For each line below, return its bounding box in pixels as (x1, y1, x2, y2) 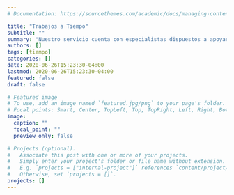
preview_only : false (13, 132, 73, 139)
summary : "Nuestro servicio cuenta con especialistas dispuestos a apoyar (7, 36, 229, 42)
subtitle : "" (7, 29, 45, 36)
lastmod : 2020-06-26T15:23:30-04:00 (7, 68, 114, 75)
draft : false (7, 81, 45, 88)
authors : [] (7, 42, 42, 49)
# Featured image (7, 93, 58, 101)
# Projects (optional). (7, 145, 77, 152)
